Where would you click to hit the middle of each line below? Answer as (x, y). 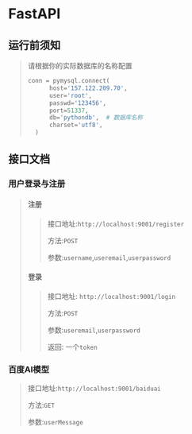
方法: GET (41, 405)
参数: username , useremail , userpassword (109, 257)
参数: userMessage (55, 422)
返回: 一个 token (72, 347)
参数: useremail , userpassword (94, 330)
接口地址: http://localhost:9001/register (116, 223)
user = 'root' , (71, 95)
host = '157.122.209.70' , (88, 88)
